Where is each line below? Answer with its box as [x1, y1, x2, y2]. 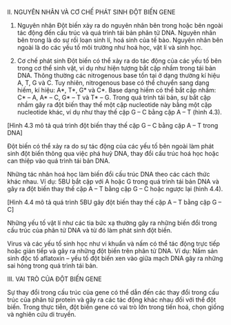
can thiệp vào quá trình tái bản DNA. [7, 157, 110, 165]
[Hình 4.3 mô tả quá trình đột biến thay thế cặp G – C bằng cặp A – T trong [7, 121, 219, 129]
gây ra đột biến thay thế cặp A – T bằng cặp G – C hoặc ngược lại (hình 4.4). [7, 185, 223, 193]
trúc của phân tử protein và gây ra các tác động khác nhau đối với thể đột [7, 295, 216, 304]
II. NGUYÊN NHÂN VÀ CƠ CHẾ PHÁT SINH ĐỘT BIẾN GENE [7, 8, 176, 16]
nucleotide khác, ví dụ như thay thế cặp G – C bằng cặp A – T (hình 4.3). [17, 108, 222, 116]
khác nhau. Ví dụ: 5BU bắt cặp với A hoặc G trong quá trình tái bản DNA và [7, 177, 219, 186]
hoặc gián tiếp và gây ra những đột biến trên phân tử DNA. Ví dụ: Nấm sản [7, 247, 219, 255]
